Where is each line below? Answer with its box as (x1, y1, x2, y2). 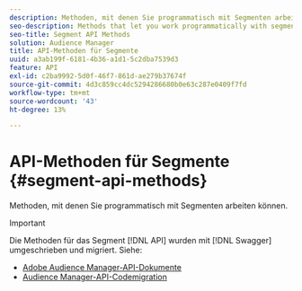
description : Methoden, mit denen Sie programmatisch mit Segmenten (9, 13, 271, 22)
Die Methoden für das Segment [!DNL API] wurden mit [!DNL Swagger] (9, 235, 272, 246)
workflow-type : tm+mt (9, 88, 91, 97)
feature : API (9, 64, 58, 73)
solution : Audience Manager (9, 38, 115, 48)
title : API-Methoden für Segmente (9, 47, 139, 56)
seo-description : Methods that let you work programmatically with (9, 22, 268, 31)
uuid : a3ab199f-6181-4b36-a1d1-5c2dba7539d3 (9, 55, 179, 64)
